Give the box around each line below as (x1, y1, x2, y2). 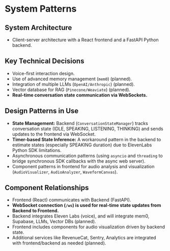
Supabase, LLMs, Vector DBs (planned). (12, 218, 96, 225)
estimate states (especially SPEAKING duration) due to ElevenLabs (12, 142, 152, 148)
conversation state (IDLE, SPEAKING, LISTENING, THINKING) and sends (12, 125, 163, 132)
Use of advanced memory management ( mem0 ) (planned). (12, 76, 132, 82)
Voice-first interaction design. (12, 70, 75, 76)
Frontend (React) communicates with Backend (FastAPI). (12, 197, 131, 203)
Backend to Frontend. (12, 208, 59, 214)
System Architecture (5, 23, 72, 32)
